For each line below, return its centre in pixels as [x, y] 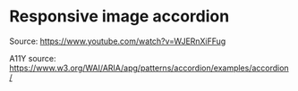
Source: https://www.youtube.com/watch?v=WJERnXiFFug [118, 41]
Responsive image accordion [119, 17]
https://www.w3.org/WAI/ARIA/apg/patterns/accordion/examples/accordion [149, 68]
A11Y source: [33, 58]
